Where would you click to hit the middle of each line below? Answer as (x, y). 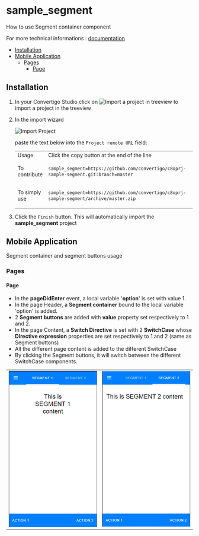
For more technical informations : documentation (66, 38)
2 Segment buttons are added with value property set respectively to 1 (102, 318)
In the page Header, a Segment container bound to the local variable (99, 305)
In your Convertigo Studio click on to (97, 102)
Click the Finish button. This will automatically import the (84, 217)
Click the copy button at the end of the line (100, 155)
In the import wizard (39, 119)
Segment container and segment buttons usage (64, 256)
